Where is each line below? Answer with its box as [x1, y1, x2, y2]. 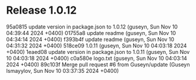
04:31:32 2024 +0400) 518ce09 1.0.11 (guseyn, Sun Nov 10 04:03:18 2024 [6, 42, 187, 49]
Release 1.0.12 [6, 4, 77, 17]
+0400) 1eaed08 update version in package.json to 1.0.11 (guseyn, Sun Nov [6, 48, 190, 55]
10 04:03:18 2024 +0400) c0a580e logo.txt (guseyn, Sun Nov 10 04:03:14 [6, 55, 187, 62]
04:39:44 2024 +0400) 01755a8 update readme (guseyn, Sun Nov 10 [6, 29, 176, 36]
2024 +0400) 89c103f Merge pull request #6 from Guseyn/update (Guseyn [6, 60, 190, 68]
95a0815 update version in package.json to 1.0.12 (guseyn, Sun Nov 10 [6, 23, 178, 30]
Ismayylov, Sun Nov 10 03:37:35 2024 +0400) [6, 67, 119, 74]
